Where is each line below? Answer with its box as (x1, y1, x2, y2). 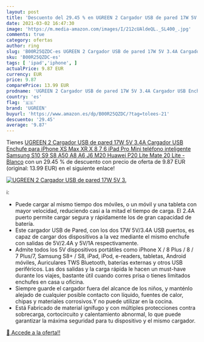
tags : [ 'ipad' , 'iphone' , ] (6, 60, 78, 66)
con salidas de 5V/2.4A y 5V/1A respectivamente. (15, 240, 139, 247)
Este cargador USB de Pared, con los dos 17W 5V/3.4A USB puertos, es (15, 226, 194, 234)
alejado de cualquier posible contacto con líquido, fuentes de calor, (15, 291, 184, 299)
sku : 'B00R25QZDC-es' (6, 54, 61, 60)
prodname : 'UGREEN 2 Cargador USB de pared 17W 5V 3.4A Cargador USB (6, 88, 186, 94)
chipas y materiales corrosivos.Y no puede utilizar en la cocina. (15, 298, 174, 305)
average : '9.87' (6, 122, 47, 128)
